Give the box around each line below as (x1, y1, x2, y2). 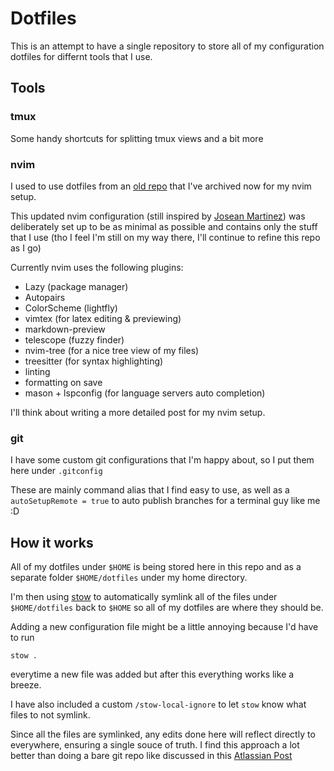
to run (10, 632, 35, 644)
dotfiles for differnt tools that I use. (10, 50, 153, 62)
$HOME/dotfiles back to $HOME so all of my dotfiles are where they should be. (10, 602, 324, 614)
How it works (10, 534, 94, 551)
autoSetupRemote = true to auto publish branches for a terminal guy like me (10, 495, 321, 507)
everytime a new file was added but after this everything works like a (10, 668, 295, 681)
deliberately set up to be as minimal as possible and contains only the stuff (10, 220, 318, 232)
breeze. (10, 679, 42, 691)
